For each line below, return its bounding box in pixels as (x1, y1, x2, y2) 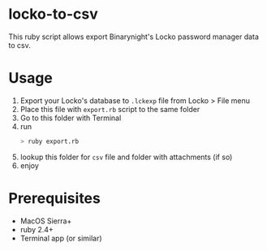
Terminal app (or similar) (19, 233, 103, 243)
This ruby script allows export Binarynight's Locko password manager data (8, 32, 260, 41)
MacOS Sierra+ (19, 216, 72, 226)
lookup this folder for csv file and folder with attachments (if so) (19, 152, 233, 162)
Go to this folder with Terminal (19, 113, 122, 123)
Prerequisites (8, 188, 101, 207)
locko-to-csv (8, 5, 99, 24)
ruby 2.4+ (19, 224, 54, 234)
